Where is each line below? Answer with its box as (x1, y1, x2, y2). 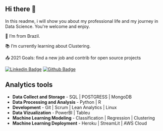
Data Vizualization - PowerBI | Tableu (12, 110, 90, 116)
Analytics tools (5, 80, 53, 89)
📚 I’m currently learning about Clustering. (5, 43, 91, 49)
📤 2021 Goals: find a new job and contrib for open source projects (5, 55, 141, 61)
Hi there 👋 (5, 5, 36, 13)
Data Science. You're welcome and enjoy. (5, 23, 90, 29)
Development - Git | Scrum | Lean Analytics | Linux (12, 104, 117, 110)
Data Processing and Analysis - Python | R (12, 99, 102, 105)
